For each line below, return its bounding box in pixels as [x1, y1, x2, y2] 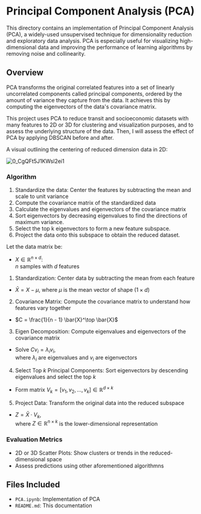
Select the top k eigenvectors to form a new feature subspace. [14, 225, 171, 232]
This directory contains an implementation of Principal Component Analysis [6, 24, 194, 31]
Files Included [6, 479, 60, 490]
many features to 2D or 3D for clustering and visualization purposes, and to [6, 121, 194, 128]
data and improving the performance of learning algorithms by [37, 44, 193, 51]
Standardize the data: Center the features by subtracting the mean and [14, 186, 191, 194]
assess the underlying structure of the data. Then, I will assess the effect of [6, 127, 194, 134]
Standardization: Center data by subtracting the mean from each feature [14, 274, 195, 282]
